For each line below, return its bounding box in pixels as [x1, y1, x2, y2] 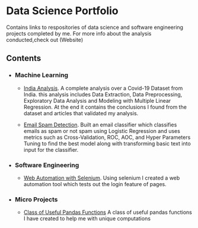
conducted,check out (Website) [6, 36, 84, 43]
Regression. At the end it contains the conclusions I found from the [23, 103, 187, 110]
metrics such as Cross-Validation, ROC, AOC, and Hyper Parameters [23, 133, 191, 141]
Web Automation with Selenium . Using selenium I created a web [23, 174, 180, 181]
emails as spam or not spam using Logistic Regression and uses [23, 127, 181, 134]
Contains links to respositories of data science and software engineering [6, 24, 184, 31]
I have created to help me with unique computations [23, 215, 151, 222]
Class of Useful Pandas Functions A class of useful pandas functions [23, 209, 193, 216]
